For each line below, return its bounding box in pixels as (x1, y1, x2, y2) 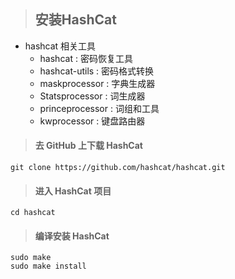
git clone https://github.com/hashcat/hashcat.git (10, 163, 226, 173)
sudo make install (10, 261, 87, 272)
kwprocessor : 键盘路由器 (39, 115, 146, 127)
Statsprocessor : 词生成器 (39, 90, 146, 102)
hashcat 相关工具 (24, 40, 97, 52)
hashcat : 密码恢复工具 (39, 52, 133, 64)
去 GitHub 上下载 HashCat (34, 140, 143, 152)
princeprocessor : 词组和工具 (39, 102, 160, 114)
